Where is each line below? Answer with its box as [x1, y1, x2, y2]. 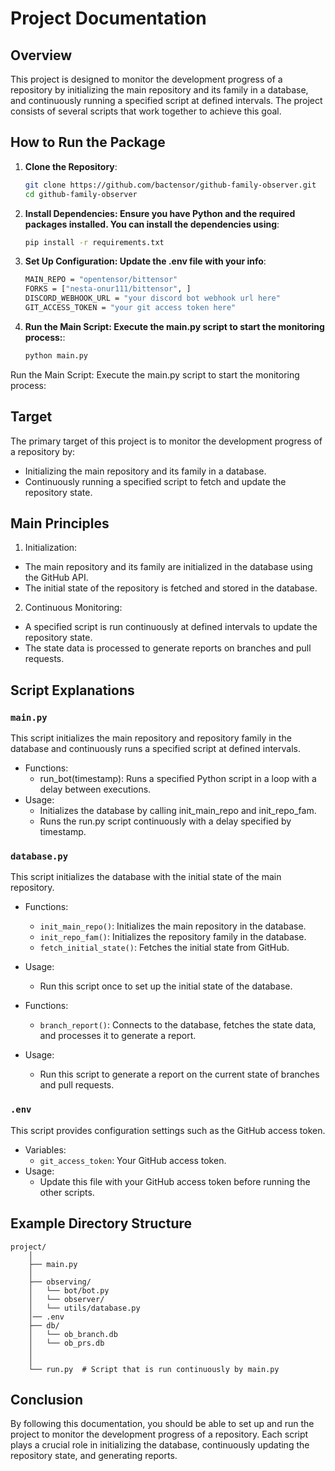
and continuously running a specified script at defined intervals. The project [10, 95, 323, 106]
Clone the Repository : [24, 160, 118, 172]
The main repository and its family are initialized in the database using [24, 561, 313, 573]
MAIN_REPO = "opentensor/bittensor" [24, 275, 178, 285]
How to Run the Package [10, 134, 166, 151]
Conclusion [10, 1391, 84, 1408]
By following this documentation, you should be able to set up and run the [10, 1418, 315, 1430]
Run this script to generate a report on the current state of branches [39, 1068, 320, 1081]
